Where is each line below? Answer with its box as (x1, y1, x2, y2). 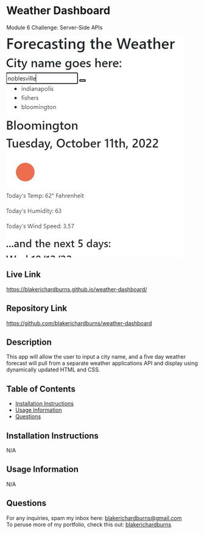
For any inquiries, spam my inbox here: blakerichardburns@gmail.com (6, 514, 182, 521)
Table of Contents (6, 384, 76, 394)
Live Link (6, 269, 41, 280)
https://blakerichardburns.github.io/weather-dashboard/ (6, 286, 147, 293)
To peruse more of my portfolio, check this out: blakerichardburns (6, 521, 172, 528)
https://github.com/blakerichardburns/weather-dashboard (6, 319, 152, 326)
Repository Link (6, 303, 68, 314)
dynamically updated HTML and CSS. (6, 366, 100, 373)
